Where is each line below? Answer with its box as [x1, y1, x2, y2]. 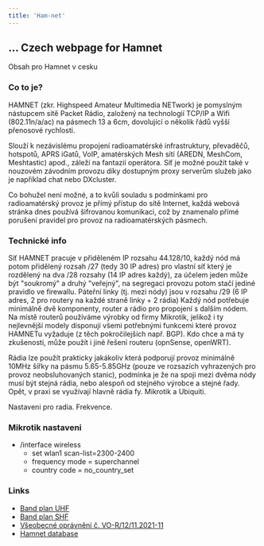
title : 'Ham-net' [8, 11, 66, 20]
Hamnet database [19, 529, 79, 538]
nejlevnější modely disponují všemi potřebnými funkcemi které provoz [8, 321, 237, 331]
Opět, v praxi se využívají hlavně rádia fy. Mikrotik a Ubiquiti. [8, 387, 207, 397]
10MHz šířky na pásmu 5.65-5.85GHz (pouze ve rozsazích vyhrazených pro [8, 362, 256, 371]
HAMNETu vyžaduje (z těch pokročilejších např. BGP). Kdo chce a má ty [8, 329, 244, 339]
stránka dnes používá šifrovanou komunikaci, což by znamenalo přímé [8, 207, 239, 216]
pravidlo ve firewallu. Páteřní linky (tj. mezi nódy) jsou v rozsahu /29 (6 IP [8, 287, 248, 296]
